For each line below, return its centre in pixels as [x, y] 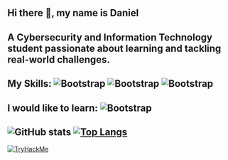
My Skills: [29, 84]
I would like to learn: [53, 108]
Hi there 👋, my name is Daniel [73, 13]
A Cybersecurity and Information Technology [110, 37]
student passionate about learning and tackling [114, 48]
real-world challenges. [59, 59]
